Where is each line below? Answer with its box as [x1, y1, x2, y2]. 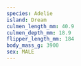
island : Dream [6, 16, 47, 23]
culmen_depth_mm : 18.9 [6, 29, 71, 36]
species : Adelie [6, 10, 53, 17]
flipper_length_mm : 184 [6, 36, 75, 43]
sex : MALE [6, 49, 35, 56]
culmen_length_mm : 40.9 [6, 23, 75, 30]
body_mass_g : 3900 [6, 42, 59, 49]
